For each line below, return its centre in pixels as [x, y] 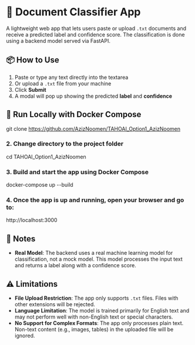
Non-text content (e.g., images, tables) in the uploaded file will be [94, 330]
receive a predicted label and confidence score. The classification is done [95, 34]
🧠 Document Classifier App [73, 12]
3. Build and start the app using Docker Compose [77, 172]
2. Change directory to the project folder [65, 144]
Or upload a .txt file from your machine [63, 83]
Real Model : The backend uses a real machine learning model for [94, 253]
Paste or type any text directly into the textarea [71, 77]
